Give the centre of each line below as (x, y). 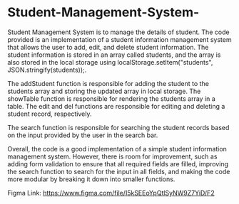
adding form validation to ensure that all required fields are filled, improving (118, 163)
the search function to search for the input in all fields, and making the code (119, 171)
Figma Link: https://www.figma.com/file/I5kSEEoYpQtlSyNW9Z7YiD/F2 (111, 193)
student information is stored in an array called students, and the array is (114, 55)
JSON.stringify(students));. (47, 70)
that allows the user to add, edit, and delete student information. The (108, 47)
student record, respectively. (50, 114)
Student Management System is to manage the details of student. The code (118, 32)
